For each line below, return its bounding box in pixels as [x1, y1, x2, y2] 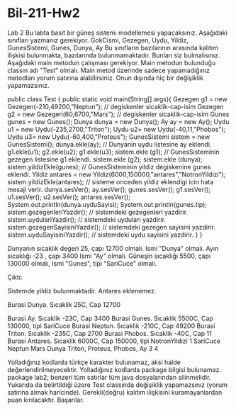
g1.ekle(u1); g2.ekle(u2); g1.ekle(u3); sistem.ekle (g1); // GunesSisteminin [7, 147, 220, 156]
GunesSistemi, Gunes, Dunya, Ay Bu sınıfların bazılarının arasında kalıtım [7, 43, 218, 52]
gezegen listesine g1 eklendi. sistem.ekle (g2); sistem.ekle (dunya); [7, 154, 203, 164]
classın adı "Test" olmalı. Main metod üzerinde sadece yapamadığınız [7, 66, 210, 74]
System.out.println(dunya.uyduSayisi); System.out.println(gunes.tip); [7, 200, 208, 208]
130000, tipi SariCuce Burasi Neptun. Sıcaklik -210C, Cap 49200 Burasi [7, 321, 215, 330]
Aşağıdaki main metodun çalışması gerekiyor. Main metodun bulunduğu [7, 58, 216, 67]
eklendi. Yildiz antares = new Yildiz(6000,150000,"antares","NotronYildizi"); [7, 170, 226, 179]
